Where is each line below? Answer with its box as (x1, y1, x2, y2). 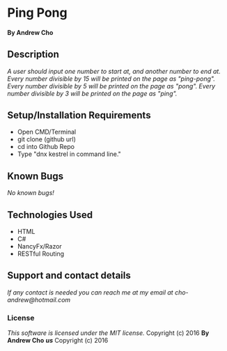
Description (7, 49, 59, 61)
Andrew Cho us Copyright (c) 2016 (7, 336, 109, 345)
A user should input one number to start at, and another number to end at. (7, 67, 221, 75)
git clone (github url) (17, 135, 77, 143)
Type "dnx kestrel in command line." (17, 150, 122, 158)
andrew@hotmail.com (7, 295, 71, 304)
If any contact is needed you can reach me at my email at (7, 288, 173, 297)
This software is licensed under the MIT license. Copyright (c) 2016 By (7, 329, 210, 337)
